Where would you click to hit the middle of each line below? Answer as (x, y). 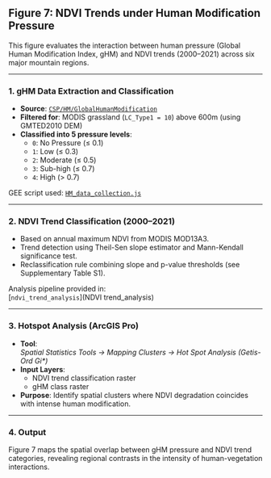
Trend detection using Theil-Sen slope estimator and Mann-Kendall (132, 247)
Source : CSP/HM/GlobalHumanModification (88, 109)
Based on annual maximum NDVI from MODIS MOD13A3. (115, 239)
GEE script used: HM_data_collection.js (75, 193)
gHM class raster (60, 386)
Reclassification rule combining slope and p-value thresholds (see (130, 265)
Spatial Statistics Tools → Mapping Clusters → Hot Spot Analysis (128, 352)
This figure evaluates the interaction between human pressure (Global (124, 45)
